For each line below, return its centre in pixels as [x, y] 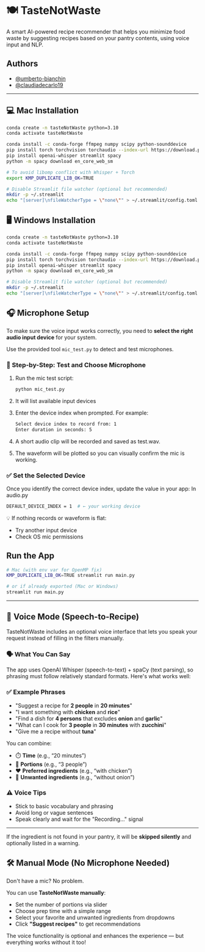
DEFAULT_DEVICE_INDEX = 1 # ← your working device [73, 506]
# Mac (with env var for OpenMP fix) [54, 570]
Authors [22, 64]
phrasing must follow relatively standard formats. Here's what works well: [99, 676]
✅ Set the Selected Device [46, 475]
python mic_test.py [40, 389]
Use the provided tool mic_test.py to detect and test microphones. [90, 349]
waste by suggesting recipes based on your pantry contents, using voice [98, 38]
